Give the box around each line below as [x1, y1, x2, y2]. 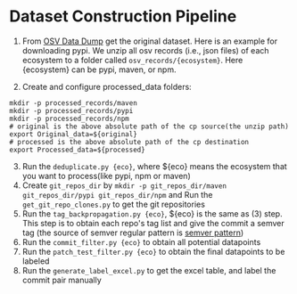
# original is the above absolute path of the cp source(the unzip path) [9, 122, 290, 131]
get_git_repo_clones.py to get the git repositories [21, 199, 205, 209]
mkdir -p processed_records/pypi [9, 106, 134, 115]
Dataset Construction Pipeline [9, 6, 237, 27]
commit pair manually [21, 274, 103, 285]
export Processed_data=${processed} [9, 145, 145, 154]
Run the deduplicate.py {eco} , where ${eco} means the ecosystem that [21, 160, 287, 171]
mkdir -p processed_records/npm [9, 114, 129, 123]
